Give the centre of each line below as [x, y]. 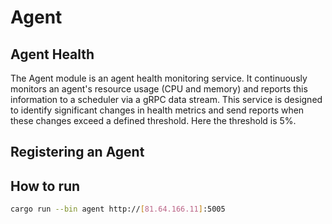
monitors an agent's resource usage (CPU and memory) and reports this [159, 89]
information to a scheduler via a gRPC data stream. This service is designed [166, 99]
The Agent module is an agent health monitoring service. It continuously [159, 78]
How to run [45, 186]
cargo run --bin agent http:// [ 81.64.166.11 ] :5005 [118, 209]
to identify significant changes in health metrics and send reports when [157, 110]
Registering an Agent [77, 152]
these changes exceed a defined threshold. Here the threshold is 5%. [153, 120]
